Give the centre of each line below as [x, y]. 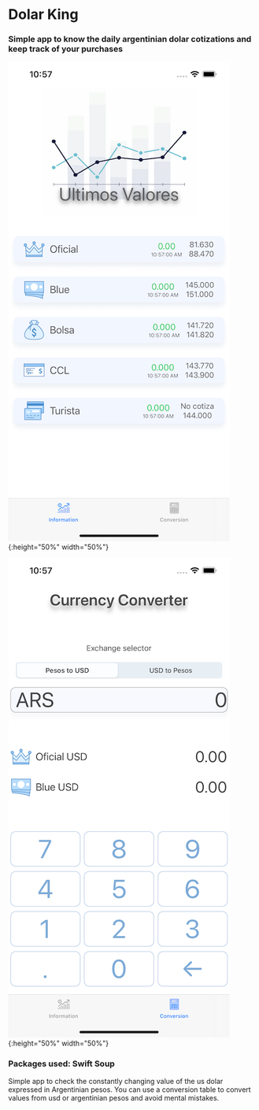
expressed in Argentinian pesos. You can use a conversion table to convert [129, 1090]
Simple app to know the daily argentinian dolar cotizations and [130, 39]
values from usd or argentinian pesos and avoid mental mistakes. [114, 1097]
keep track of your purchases [66, 49]
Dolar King [43, 15]
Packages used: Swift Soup [62, 1064]
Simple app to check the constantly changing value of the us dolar [116, 1081]
